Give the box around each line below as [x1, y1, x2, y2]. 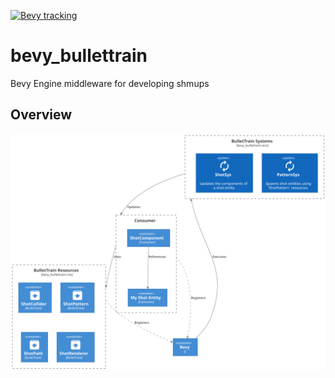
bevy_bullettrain [10, 45, 148, 67]
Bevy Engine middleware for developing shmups [10, 77, 210, 89]
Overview [10, 106, 73, 124]
